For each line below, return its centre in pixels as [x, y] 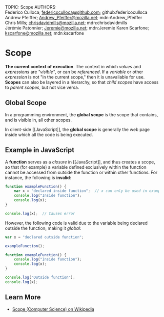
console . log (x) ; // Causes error [40, 213]
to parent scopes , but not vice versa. [42, 87]
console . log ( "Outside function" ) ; [40, 277]
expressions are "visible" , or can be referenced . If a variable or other [74, 72]
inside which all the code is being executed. [49, 134]
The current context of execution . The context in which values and [73, 66]
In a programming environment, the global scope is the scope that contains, [82, 114]
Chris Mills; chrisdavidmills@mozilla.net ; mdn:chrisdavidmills [66, 23]
